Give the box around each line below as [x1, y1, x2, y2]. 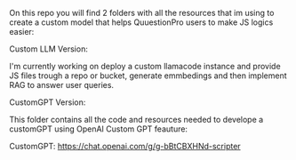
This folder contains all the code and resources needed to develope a [9, 115, 264, 124]
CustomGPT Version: [9, 97, 86, 108]
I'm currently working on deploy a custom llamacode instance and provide [9, 61, 282, 71]
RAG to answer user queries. [9, 80, 114, 90]
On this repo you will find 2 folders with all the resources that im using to [9, 8, 275, 18]
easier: [9, 27, 35, 36]
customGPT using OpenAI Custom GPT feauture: [9, 124, 188, 134]
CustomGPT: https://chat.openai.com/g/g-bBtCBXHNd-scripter [9, 141, 242, 151]
